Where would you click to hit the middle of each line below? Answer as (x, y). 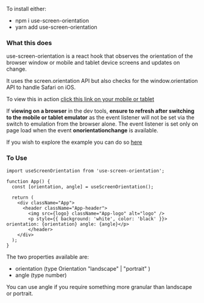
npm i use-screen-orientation (52, 20)
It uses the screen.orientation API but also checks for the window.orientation (102, 81)
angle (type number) (41, 275)
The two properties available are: (48, 257)
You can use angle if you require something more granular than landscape (99, 287)
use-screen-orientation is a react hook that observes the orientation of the (100, 56)
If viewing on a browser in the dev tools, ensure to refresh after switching (100, 111)
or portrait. (20, 293)
